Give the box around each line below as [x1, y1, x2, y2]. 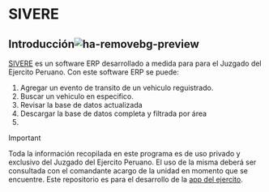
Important [8, 133, 41, 143]
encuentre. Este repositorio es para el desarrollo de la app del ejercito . [8, 175, 243, 184]
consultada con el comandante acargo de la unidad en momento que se [8, 166, 249, 175]
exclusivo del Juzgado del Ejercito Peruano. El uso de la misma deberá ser [8, 157, 257, 167]
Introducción [8, 37, 75, 51]
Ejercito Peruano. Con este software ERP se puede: [8, 67, 180, 77]
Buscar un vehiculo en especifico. [19, 92, 134, 101]
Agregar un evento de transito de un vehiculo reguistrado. [19, 83, 214, 92]
